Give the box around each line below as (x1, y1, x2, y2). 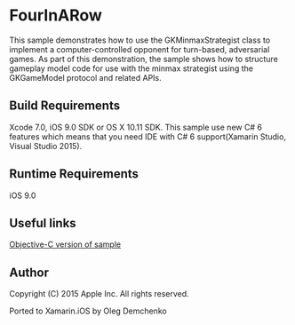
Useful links (9, 215, 77, 231)
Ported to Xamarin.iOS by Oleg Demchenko (9, 305, 167, 316)
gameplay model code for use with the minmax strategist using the (9, 63, 253, 74)
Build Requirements (9, 99, 121, 114)
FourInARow (9, 5, 102, 26)
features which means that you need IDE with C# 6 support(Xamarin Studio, (9, 131, 287, 142)
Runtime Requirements (9, 166, 140, 182)
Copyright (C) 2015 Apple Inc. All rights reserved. (9, 289, 189, 299)
